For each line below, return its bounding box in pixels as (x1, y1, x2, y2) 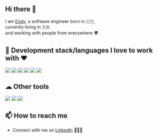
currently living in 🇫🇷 (5, 23, 50, 30)
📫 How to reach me (5, 111, 68, 120)
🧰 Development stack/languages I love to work (5, 46, 153, 55)
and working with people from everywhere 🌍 (5, 29, 98, 35)
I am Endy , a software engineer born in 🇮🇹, (5, 18, 95, 24)
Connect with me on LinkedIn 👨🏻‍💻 (12, 127, 83, 133)
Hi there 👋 (5, 5, 36, 13)
